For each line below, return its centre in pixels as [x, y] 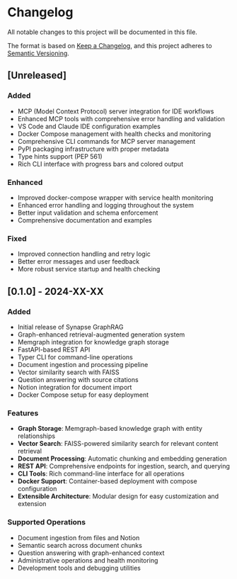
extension [32, 504]
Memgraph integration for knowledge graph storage [93, 342]
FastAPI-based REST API [54, 349]
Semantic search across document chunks [80, 545]
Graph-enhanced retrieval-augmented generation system [101, 335]
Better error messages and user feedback [79, 262]
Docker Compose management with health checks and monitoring [114, 134]
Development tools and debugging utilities [79, 568]
